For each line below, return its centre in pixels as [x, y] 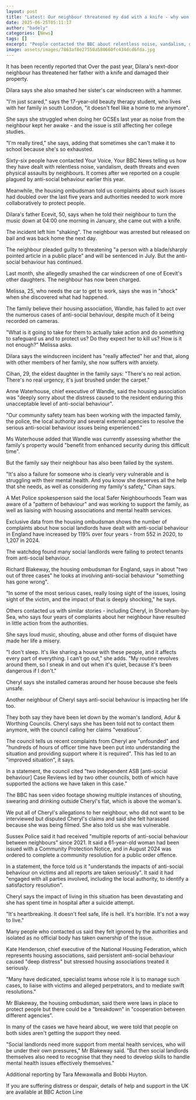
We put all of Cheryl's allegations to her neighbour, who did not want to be [95, 812]
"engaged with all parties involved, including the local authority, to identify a [97, 878]
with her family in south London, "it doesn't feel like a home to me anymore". [98, 108]
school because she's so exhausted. [50, 149]
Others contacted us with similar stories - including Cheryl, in [80, 611]
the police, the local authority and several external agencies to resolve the [95, 421]
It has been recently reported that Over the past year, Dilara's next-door [92, 66]
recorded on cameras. [33, 321]
